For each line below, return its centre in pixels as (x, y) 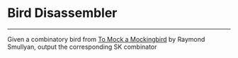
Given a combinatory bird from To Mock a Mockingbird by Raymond (106, 39)
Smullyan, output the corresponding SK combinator (82, 47)
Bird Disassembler (62, 13)
